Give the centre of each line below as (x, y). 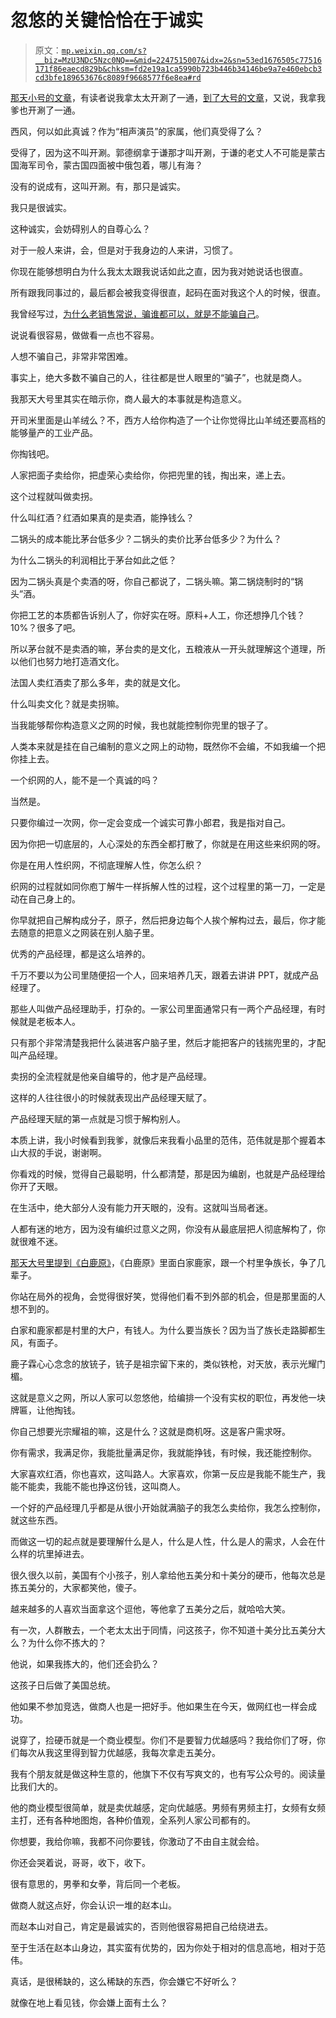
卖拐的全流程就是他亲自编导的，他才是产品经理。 (111, 1076)
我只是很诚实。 (41, 207)
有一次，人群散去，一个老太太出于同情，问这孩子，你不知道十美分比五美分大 (168, 1630)
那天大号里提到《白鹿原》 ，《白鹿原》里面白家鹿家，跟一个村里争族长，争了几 (168, 1262)
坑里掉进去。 (63, 1553)
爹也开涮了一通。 (45, 110)
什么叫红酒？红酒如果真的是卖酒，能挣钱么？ (102, 517)
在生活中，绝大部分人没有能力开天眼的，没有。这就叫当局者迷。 (141, 1207)
